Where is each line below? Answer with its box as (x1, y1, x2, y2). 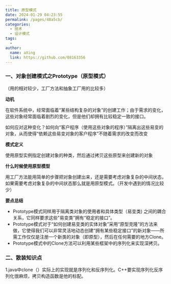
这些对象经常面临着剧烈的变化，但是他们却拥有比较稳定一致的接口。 (5, 113, 149, 119)
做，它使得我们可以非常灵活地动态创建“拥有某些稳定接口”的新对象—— (12, 227, 160, 234)
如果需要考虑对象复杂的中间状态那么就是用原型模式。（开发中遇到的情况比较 (5, 180, 164, 186)
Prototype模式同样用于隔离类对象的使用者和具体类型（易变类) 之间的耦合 (12, 208, 166, 214)
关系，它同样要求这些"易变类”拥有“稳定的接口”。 (12, 215, 115, 221)
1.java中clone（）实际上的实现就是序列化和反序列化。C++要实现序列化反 (5, 266, 159, 273)
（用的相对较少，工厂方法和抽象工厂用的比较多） (5, 85, 108, 91)
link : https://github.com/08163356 (10, 55, 86, 60)
